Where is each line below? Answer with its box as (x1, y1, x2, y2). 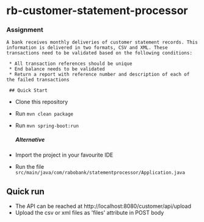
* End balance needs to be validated (9, 66, 105, 72)
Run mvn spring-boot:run (15, 122, 79, 129)
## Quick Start (9, 87, 48, 94)
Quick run (6, 186, 45, 196)
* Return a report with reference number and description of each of (9, 72, 190, 78)
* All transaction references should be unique (9, 61, 133, 67)
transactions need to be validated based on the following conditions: (6, 50, 192, 56)
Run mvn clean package (15, 110, 73, 117)
